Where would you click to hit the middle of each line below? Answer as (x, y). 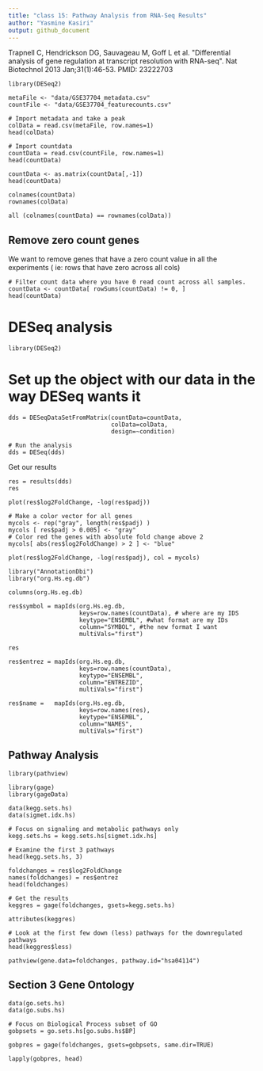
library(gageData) (38, 794)
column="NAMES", (106, 724)
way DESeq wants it (74, 396)
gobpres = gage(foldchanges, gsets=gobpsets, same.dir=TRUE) (111, 1045)
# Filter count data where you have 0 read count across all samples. (127, 282)
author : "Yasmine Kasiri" (51, 23)
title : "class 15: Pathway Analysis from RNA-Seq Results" (108, 15)
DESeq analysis (61, 328)
